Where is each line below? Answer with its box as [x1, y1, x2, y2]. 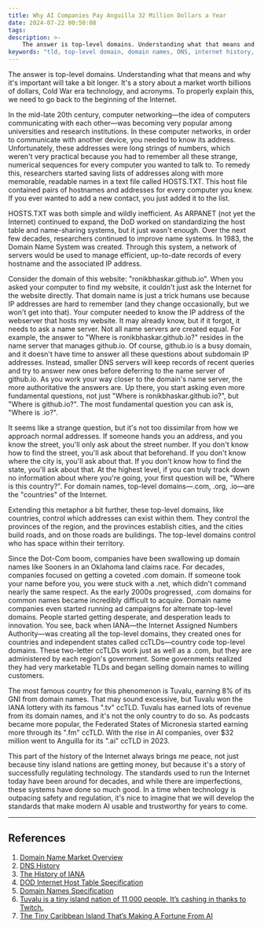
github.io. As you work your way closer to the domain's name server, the [8, 374, 244, 384]
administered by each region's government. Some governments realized [8, 654, 242, 663]
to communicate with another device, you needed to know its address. [8, 135, 236, 144]
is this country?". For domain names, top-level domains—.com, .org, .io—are [8, 481, 255, 491]
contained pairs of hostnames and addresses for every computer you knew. [8, 186, 254, 194]
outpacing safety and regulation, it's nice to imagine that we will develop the [8, 794, 255, 802]
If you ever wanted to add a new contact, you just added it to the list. [8, 193, 230, 203]
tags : [8, 26, 26, 34]
